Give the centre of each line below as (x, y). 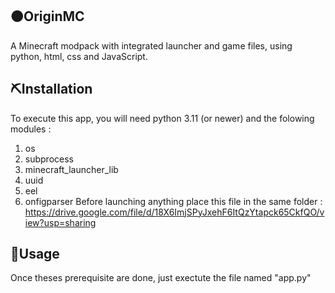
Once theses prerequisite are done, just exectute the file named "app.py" (161, 278)
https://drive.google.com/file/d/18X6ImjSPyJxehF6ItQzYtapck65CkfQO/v (174, 212)
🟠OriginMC (47, 16)
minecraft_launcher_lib (71, 169)
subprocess (49, 159)
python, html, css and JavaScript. (79, 56)
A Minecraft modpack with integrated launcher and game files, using (151, 45)
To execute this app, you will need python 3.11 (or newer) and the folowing (162, 118)
